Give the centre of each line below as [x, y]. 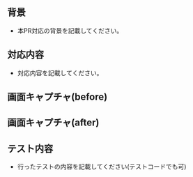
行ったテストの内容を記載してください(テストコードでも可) [102, 167]
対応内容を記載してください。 [60, 72]
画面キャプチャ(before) [57, 97]
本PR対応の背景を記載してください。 [70, 31]
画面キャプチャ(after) [53, 123]
